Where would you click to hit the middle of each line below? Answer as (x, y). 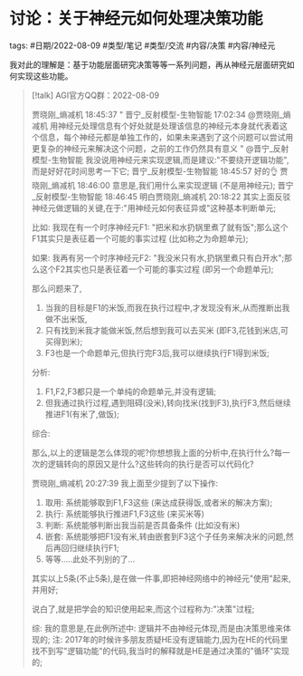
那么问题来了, (57, 288)
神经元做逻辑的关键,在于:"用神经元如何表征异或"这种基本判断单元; (154, 208)
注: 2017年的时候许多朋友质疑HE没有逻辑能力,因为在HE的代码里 (170, 639)
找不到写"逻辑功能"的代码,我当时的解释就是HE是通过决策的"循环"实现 (160, 651)
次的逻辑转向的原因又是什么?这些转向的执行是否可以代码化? (143, 464)
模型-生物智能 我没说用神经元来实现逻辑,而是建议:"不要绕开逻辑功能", (160, 159)
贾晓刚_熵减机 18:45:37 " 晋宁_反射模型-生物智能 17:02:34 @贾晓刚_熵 (161, 114)
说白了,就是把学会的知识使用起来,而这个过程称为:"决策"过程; (143, 609)
